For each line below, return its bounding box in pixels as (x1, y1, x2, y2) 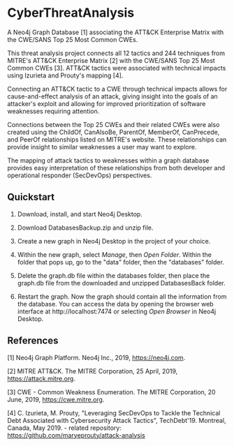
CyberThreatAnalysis (7, 5, 135, 21)
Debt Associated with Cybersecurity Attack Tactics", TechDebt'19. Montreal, (7, 416, 226, 424)
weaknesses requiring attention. (7, 107, 100, 115)
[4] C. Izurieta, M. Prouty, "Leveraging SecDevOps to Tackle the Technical (7, 408, 221, 417)
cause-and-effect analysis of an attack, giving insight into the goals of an (7, 92, 218, 101)
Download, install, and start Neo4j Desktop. (17, 209, 143, 218)
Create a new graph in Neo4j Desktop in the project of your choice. (17, 237, 211, 245)
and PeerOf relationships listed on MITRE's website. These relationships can (7, 135, 227, 144)
